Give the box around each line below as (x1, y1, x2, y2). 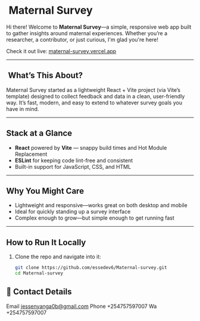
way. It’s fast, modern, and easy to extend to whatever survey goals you (6, 99, 183, 106)
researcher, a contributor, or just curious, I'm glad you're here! (6, 36, 159, 43)
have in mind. (6, 105, 39, 112)
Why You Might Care (6, 186, 85, 196)
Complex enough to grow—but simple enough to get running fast (14, 214, 174, 221)
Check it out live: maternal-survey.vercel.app (6, 47, 117, 54)
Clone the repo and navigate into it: (14, 253, 101, 260)
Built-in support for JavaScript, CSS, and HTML (14, 163, 132, 170)
